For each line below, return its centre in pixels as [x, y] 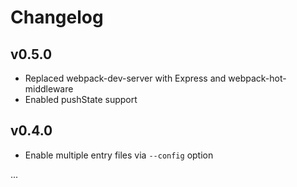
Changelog [57, 17]
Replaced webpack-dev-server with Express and [125, 78]
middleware [49, 89]
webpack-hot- [257, 78]
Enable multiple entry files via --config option [119, 155]
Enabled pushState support [81, 99]
